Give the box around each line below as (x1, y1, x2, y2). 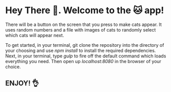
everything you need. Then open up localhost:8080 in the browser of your (5, 58, 162, 64)
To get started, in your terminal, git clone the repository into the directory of (5, 42, 164, 48)
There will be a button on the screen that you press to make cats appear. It (5, 21, 162, 27)
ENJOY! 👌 (5, 79, 39, 88)
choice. (5, 64, 21, 70)
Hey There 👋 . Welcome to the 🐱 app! (5, 5, 164, 16)
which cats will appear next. (5, 32, 64, 38)
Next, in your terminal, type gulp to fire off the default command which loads (5, 53, 166, 59)
